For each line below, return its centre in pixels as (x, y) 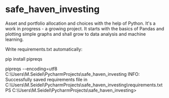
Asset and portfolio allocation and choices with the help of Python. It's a (80, 23)
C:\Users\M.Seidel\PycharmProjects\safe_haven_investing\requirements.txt (84, 85)
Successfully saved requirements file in (46, 79)
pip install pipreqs (24, 59)
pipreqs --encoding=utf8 (31, 69)
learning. (14, 39)
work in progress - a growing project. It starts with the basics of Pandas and (85, 28)
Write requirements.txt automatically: (44, 49)
